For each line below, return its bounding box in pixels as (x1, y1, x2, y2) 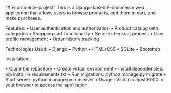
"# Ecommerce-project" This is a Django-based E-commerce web (5, 5, 145, 10)
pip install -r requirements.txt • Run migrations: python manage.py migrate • (5, 71, 166, 77)
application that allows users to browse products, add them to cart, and (5, 10, 156, 16)
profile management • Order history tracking (5, 36, 99, 42)
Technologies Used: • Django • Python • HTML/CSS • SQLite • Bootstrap (5, 46, 160, 52)
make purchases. (5, 15, 42, 21)
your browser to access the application (5, 82, 88, 88)
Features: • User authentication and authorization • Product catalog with (5, 25, 159, 31)
